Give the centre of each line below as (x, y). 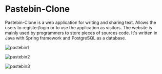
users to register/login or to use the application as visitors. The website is (79, 27)
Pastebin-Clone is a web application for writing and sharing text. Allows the (81, 22)
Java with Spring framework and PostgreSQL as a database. (66, 38)
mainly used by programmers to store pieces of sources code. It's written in (81, 33)
